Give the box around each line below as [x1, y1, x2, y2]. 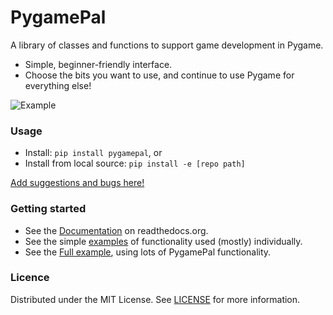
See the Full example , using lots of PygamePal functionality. [24, 246, 272, 258]
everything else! [24, 79, 92, 91]
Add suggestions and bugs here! [10, 177, 145, 189]
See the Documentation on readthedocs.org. [24, 224, 209, 236]
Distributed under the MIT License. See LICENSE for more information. [10, 293, 301, 305]
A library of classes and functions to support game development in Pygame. [10, 39, 324, 51]
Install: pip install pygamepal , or [24, 147, 163, 159]
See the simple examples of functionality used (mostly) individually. [24, 235, 303, 247]
